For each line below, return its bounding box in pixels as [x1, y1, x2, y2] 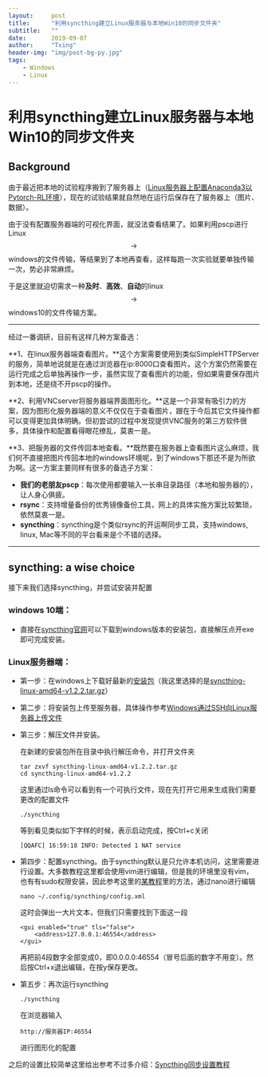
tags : [8, 57, 26, 65]
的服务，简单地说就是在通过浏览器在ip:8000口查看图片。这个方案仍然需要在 [8, 358, 258, 368]
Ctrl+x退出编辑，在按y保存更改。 [33, 963, 142, 972]
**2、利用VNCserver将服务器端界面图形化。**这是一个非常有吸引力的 [8, 396, 240, 406]
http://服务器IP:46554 [19, 1028, 92, 1036]
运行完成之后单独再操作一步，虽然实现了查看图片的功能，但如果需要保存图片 [8, 369, 260, 378]
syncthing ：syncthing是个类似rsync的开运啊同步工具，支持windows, [19, 520, 249, 529]
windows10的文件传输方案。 [8, 307, 101, 317]
